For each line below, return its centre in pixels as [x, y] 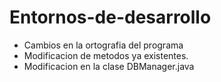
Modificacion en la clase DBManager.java [109, 66]
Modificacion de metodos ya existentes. [106, 55]
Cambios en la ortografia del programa [103, 45]
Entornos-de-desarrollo [110, 17]
